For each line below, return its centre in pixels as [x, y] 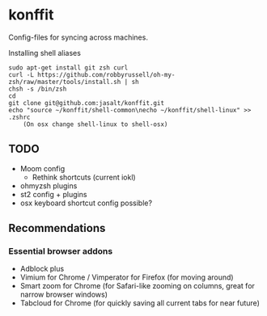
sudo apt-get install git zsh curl [68, 67]
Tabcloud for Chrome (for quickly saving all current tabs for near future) [140, 303]
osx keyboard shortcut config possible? [86, 203]
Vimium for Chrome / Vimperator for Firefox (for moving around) [127, 277]
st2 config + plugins [53, 194]
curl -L [21, 74]
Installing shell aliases [44, 53]
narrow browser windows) [64, 295]
